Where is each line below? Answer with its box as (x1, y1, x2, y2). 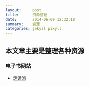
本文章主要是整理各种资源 (5, 46, 84, 55)
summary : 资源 (5, 21, 40, 27)
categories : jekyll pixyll (5, 26, 62, 31)
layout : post (5, 7, 42, 13)
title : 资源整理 (5, 12, 48, 17)
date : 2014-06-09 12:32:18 (5, 17, 75, 22)
